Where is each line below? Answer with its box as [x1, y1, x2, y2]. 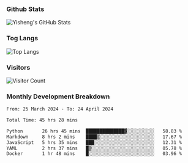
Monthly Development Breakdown [6, 92, 110, 101]
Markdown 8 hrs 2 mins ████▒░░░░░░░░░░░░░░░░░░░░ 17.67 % [6, 134, 182, 140]
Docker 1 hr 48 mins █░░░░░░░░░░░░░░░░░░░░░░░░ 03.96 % [6, 151, 182, 157]
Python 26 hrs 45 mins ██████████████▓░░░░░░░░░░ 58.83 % [6, 128, 182, 134]
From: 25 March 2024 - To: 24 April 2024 [6, 106, 114, 112]
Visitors [6, 63, 31, 71]
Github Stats [6, 5, 45, 13]
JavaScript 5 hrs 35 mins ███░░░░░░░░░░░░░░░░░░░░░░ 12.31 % [6, 139, 182, 145]
